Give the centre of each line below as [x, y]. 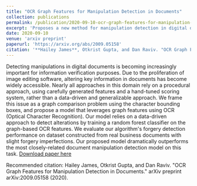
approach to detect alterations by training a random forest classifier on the [96, 122]
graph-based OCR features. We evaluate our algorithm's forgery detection [96, 128]
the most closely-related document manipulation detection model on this [94, 147]
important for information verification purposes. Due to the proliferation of [95, 72]
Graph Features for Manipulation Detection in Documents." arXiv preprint [94, 171]
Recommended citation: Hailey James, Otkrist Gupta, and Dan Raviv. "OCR [96, 165]
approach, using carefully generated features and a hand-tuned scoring [93, 91]
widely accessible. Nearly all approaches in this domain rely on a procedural [98, 85]
